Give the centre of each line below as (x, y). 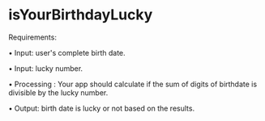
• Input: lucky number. (46, 68)
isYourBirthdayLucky (81, 15)
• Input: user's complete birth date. (67, 52)
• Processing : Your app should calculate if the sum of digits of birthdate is (133, 84)
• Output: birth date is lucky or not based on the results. (102, 108)
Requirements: (32, 37)
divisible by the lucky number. (58, 92)
